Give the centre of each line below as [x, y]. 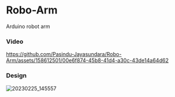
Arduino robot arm [28, 26]
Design [16, 75]
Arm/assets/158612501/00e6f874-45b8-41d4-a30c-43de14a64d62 [87, 60]
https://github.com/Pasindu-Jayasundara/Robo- [64, 54]
